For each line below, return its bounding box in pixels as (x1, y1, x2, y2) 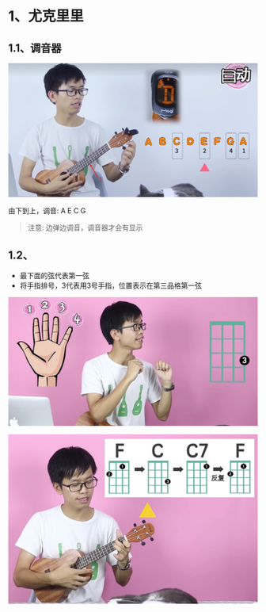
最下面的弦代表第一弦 (19, 271, 89, 281)
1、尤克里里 (8, 7, 85, 25)
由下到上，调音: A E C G (8, 206, 86, 216)
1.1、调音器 (8, 41, 62, 55)
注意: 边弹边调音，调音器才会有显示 (27, 223, 143, 232)
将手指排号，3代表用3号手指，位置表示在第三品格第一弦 (19, 281, 203, 290)
